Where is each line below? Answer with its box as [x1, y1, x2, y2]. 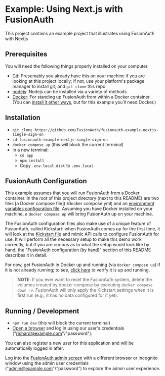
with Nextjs [5, 36, 28, 42]
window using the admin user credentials [5, 360, 89, 366]
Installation [5, 113, 41, 122]
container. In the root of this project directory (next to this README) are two [5, 195, 159, 201]
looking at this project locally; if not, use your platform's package [12, 78, 145, 84]
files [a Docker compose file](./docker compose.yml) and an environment [5, 201, 155, 207]
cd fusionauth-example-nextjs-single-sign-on [12, 137, 108, 142]
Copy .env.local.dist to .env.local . [19, 162, 95, 168]
